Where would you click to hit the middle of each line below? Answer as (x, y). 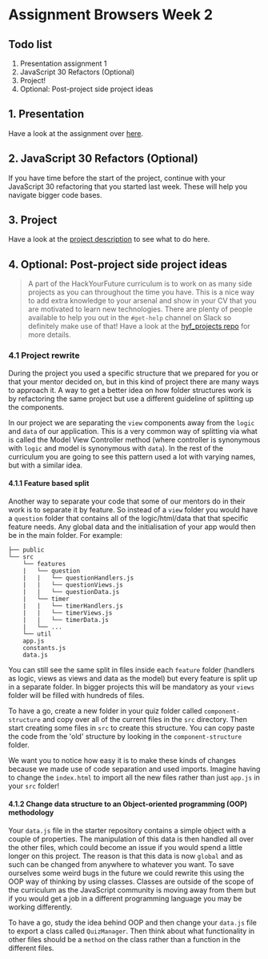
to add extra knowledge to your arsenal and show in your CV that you (142, 301)
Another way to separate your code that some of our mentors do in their (127, 501)
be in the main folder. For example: (65, 535)
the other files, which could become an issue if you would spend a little (125, 847)
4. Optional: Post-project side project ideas (118, 265)
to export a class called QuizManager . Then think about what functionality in (132, 931)
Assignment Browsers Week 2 (111, 15)
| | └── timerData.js (66, 620)
